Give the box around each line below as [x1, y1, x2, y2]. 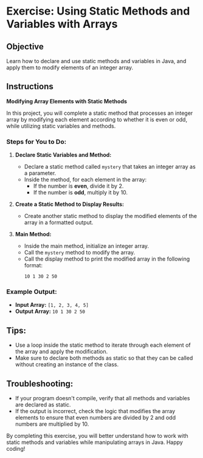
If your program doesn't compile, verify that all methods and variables [15, 395, 190, 402]
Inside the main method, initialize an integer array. [24, 242, 150, 250]
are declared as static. [15, 401, 71, 408]
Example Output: [6, 287, 57, 296]
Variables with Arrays [6, 17, 118, 31]
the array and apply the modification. [15, 348, 108, 355]
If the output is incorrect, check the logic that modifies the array [15, 408, 176, 415]
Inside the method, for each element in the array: [24, 176, 147, 183]
